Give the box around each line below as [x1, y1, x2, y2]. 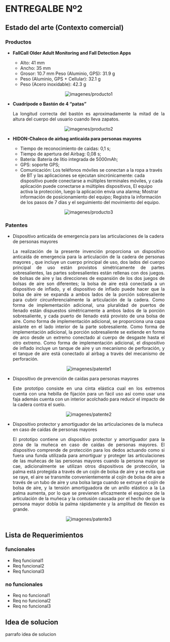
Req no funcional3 [12, 603, 51, 609]
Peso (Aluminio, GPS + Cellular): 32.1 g [20, 75, 101, 82]
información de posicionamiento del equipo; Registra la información [20, 193, 161, 200]
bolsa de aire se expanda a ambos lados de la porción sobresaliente [12, 292, 165, 298]
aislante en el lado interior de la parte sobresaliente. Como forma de [12, 324, 165, 330]
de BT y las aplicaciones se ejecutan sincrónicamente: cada [20, 172, 145, 178]
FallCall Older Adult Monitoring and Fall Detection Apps [12, 50, 132, 56]
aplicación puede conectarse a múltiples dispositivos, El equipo [20, 183, 153, 189]
